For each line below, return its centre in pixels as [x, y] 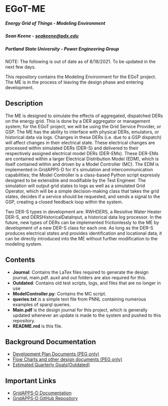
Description [24, 104]
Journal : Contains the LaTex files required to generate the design [80, 272]
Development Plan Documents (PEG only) [56, 354]
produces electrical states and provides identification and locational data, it [83, 233]
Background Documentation [51, 342]
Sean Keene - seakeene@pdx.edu [42, 36]
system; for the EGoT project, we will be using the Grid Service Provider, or [83, 126]
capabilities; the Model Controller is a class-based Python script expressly [83, 175]
